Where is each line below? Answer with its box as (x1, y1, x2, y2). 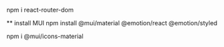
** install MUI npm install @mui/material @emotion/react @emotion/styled (6, 19, 218, 27)
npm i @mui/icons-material (6, 32, 84, 40)
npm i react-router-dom (6, 6, 74, 14)
